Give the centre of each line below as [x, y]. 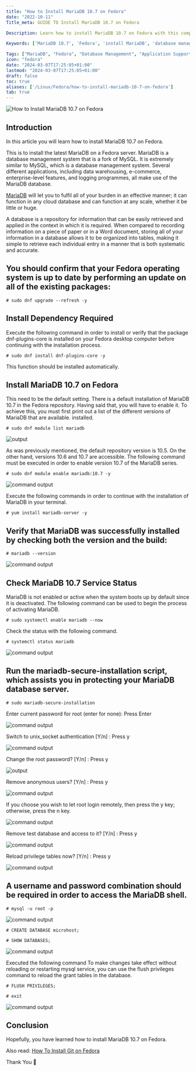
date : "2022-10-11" [30, 17]
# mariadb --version [31, 554]
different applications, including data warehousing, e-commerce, [84, 171]
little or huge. [22, 207]
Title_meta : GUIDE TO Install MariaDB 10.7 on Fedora [73, 22]
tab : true [18, 92]
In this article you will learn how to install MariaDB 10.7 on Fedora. [85, 141]
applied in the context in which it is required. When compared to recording [95, 225]
